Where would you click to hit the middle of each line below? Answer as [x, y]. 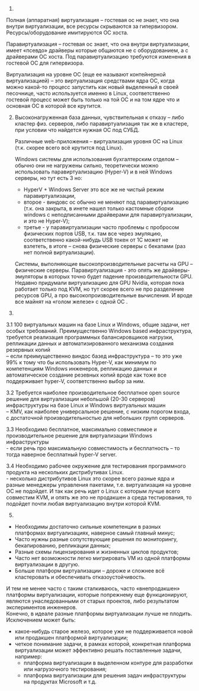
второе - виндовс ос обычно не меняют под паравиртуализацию [106, 202]
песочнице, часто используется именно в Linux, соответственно [88, 93]
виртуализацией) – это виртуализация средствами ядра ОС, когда [90, 81]
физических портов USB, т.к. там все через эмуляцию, [93, 234]
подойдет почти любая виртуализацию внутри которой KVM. [84, 504]
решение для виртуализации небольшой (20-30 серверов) [81, 399]
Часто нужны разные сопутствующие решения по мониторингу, [96, 539]
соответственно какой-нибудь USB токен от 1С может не [96, 240]
